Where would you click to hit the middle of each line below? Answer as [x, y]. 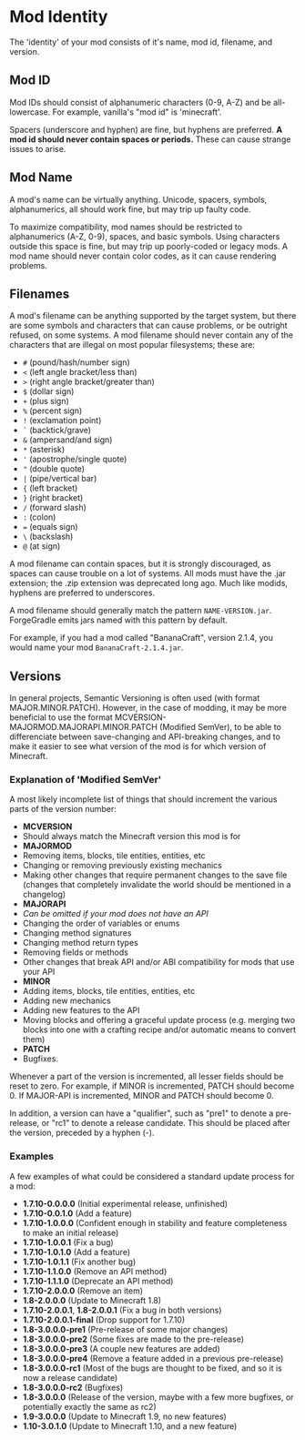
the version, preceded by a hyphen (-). [82, 1133]
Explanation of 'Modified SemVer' [86, 780]
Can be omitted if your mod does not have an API [116, 914]
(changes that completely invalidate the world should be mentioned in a [157, 885]
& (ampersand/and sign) [67, 440]
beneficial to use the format [61, 717]
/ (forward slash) [54, 508]
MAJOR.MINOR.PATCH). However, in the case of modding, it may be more [148, 708]
